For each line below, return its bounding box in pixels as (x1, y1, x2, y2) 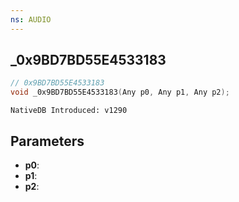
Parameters (10, 132, 85, 150)
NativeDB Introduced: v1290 (10, 106, 128, 116)
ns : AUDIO (10, 14, 52, 25)
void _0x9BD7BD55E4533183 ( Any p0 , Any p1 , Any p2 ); (10, 87, 230, 98)
